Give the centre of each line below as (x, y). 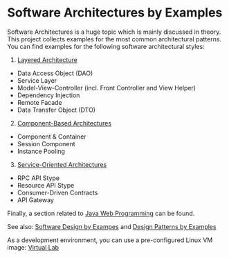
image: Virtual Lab (33, 247)
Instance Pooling (41, 151)
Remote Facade (39, 102)
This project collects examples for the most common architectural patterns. (114, 39)
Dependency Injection (48, 95)
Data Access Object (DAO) (55, 73)
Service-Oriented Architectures (62, 164)
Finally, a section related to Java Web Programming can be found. (101, 213)
